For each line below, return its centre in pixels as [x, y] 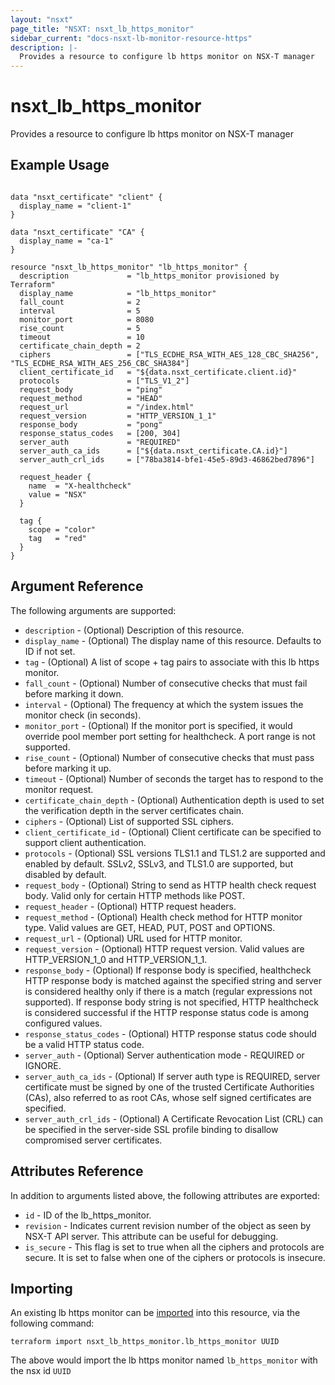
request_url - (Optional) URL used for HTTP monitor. [133, 938]
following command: [52, 1323]
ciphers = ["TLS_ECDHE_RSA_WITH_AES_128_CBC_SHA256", [169, 354]
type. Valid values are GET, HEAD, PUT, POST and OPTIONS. [150, 927]
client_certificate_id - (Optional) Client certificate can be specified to [173, 832]
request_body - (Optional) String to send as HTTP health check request [170, 885]
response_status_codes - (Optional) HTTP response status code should [170, 1033]
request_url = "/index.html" [107, 407]
